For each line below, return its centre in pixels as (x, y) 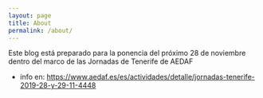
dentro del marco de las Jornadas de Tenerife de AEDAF (101, 61)
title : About (30, 23)
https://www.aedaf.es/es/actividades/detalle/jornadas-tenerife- (151, 77)
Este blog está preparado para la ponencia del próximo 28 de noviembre (127, 53)
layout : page (30, 16)
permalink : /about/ (41, 30)
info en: (32, 77)
